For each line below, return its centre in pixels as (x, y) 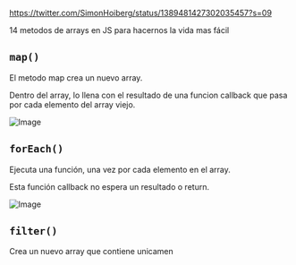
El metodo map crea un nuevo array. (76, 77)
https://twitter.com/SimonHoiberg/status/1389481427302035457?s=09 (141, 13)
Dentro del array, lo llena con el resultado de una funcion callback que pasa (148, 95)
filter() (34, 231)
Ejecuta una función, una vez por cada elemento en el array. (120, 169)
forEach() (37, 149)
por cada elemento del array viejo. (72, 104)
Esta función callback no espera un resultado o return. (110, 186)
